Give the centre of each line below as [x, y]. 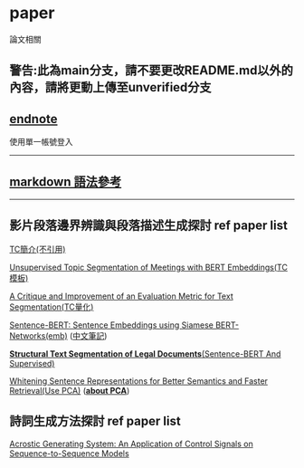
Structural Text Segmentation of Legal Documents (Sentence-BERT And [145, 353]
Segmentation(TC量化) [52, 307]
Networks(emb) [38, 335]
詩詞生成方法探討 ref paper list [95, 421]
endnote [33, 119]
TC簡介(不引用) [38, 249]
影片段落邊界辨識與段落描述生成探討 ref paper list [148, 226]
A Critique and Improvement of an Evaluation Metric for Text [121, 296]
